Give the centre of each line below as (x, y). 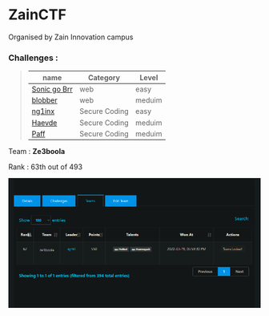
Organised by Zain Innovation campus (71, 37)
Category (104, 77)
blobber (44, 100)
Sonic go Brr (52, 89)
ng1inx (43, 111)
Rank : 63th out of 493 (45, 167)
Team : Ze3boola (37, 152)
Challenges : (33, 58)
